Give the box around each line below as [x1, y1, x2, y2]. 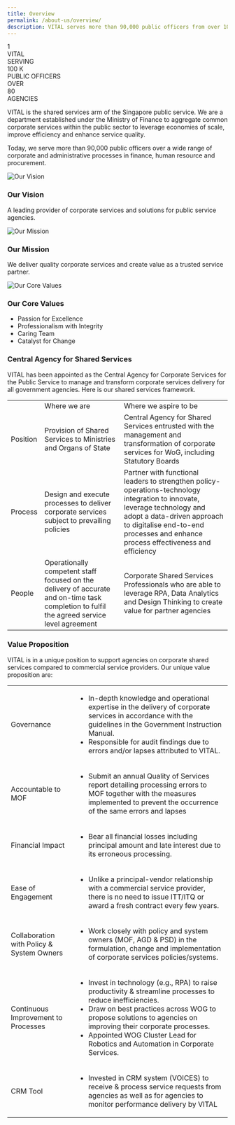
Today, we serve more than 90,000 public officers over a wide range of [7, 144, 213, 153]
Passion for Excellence [17, 314, 84, 323]
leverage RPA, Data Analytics [123, 588, 219, 598]
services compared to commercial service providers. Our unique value [7, 663, 211, 671]
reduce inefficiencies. [88, 995, 159, 1005]
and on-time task [44, 592, 102, 602]
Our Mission [7, 244, 50, 254]
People [10, 588, 34, 598]
